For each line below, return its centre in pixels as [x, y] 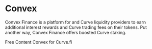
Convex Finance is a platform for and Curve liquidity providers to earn [76, 22]
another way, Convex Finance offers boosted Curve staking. [66, 32]
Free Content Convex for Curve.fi [38, 42]
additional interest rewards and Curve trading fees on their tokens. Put [76, 27]
